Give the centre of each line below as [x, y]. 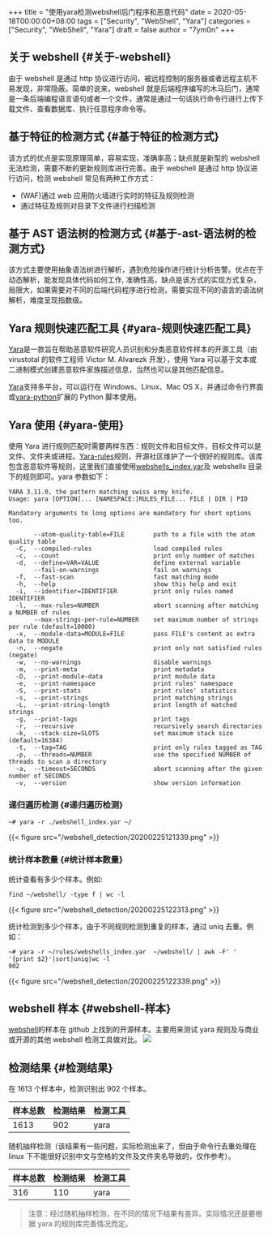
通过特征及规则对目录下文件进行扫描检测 [87, 205]
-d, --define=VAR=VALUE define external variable [128, 563]
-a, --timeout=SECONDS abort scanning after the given [139, 769]
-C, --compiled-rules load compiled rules [119, 549]
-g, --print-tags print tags [103, 719]
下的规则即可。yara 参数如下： [59, 476]
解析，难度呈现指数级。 [47, 300]
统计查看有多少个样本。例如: [56, 879]
